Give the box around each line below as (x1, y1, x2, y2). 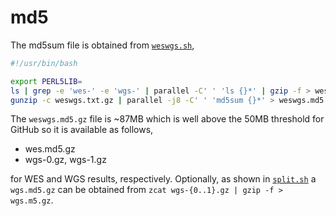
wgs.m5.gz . (10, 194, 54, 206)
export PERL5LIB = (10, 76, 83, 86)
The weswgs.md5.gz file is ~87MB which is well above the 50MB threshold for (10, 113, 325, 125)
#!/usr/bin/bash (10, 58, 78, 68)
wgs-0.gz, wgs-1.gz (24, 154, 107, 166)
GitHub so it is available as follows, (10, 124, 154, 136)
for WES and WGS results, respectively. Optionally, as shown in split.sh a (10, 173, 317, 185)
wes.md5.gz (24, 143, 76, 155)
